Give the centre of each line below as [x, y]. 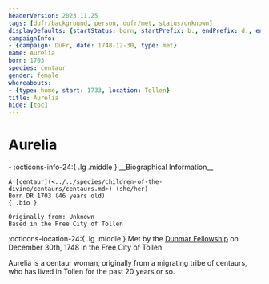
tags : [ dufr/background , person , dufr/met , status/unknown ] [111, 23]
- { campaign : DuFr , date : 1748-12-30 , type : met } [93, 46]
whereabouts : [30, 83]
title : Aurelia [34, 98]
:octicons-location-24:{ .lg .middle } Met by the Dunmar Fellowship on [123, 239]
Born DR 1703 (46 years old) [57, 196]
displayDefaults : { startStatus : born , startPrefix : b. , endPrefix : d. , [130, 30]
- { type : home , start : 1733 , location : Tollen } [89, 90]
